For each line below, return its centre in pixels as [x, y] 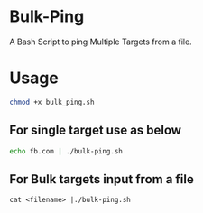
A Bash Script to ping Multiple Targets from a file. [101, 42]
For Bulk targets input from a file [101, 179]
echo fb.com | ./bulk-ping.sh [66, 151]
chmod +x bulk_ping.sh [52, 102]
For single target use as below [96, 130]
